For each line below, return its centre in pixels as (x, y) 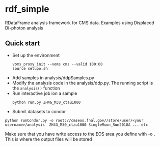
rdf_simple (27, 9)
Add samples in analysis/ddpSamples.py (53, 78)
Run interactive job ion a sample (45, 93)
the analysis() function (36, 88)
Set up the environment (36, 55)
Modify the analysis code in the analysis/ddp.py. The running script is (82, 83)
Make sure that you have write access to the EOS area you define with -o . (80, 134)
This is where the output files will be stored (49, 139)
